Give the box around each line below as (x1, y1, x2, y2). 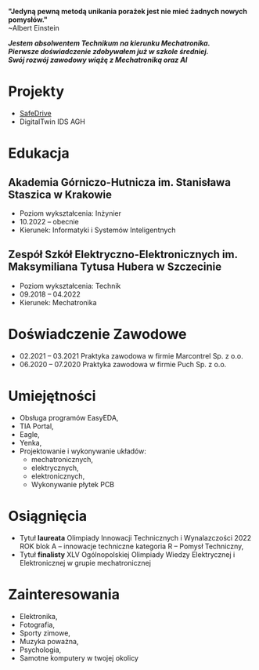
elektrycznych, (31, 463, 80, 472)
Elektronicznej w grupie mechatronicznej (19, 558, 151, 567)
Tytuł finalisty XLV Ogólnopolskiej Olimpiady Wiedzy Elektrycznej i (19, 549, 236, 559)
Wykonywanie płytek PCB (31, 479, 115, 489)
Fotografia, (19, 620, 55, 629)
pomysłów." (8, 15, 49, 24)
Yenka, (19, 438, 42, 447)
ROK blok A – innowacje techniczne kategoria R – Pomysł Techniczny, (19, 541, 244, 551)
